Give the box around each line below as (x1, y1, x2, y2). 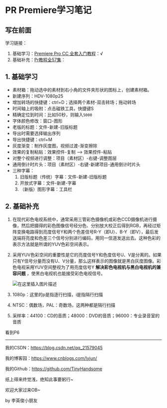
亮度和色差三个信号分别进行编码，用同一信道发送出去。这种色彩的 (25, 235, 161, 241)
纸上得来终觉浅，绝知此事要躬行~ (5, 376, 74, 382)
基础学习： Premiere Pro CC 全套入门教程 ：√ (12, 51, 103, 56)
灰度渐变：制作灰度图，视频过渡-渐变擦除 (12, 143, 98, 149)
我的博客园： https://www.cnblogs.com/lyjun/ (5, 355, 97, 361)
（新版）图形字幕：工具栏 (19, 186, 73, 192)
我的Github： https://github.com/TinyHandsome (5, 366, 103, 372)
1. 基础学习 (5, 73, 38, 81)
